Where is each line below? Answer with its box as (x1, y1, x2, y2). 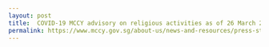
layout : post (8, 11, 52, 20)
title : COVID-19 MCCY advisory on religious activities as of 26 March (8, 19, 256, 27)
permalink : (8, 26, 45, 34)
